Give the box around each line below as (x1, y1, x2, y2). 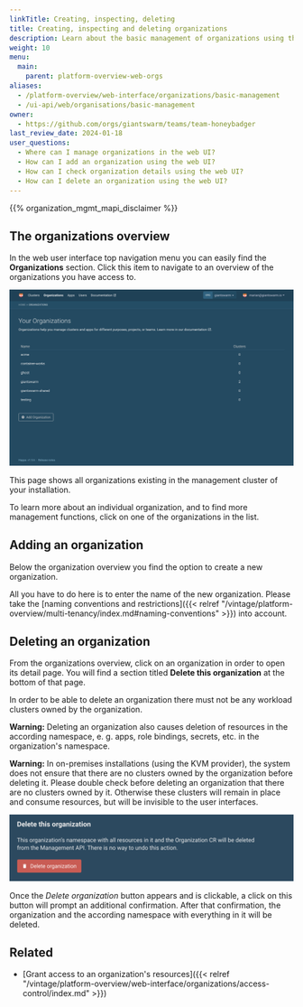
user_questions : (9, 138, 70, 148)
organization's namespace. (9, 741, 111, 751)
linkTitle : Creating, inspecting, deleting (9, 14, 176, 23)
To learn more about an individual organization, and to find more (9, 501, 248, 512)
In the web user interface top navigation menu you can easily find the (9, 253, 267, 264)
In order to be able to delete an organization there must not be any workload (9, 695, 293, 705)
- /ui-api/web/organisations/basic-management (17, 100, 196, 109)
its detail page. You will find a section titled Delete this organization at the (9, 667, 286, 678)
